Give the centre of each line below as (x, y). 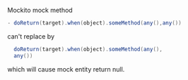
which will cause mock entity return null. (66, 69)
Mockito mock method (40, 10)
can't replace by (31, 36)
